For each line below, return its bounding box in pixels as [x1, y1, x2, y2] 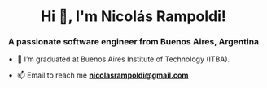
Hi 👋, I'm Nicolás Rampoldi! [40, 7, 227, 26]
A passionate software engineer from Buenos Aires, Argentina [7, 36, 260, 48]
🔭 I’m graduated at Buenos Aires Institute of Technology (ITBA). [16, 54, 230, 64]
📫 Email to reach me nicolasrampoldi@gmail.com [16, 70, 189, 80]
